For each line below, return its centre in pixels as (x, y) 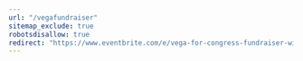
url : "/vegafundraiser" (53, 17)
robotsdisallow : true (49, 34)
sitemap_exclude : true (51, 26)
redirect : (27, 43)
